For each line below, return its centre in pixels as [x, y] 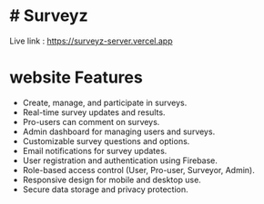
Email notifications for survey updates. [95, 151]
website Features [76, 78]
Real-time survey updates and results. [94, 112]
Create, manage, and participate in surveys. [105, 102]
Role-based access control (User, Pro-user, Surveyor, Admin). [138, 170]
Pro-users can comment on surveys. [91, 121]
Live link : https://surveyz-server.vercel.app [91, 41]
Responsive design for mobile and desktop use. [112, 180]
